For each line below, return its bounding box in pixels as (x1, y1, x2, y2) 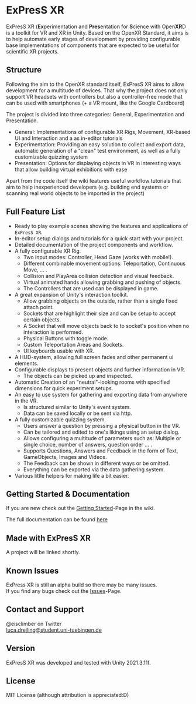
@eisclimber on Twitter (6, 620, 62, 627)
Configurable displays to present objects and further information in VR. (14, 366, 185, 373)
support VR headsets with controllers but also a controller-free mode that (6, 93, 183, 100)
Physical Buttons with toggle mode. (23, 334, 109, 341)
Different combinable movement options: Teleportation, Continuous (23, 260, 186, 267)
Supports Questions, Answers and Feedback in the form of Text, (23, 447, 178, 454)
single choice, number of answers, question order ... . (23, 441, 153, 448)
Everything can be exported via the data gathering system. (23, 465, 165, 473)
